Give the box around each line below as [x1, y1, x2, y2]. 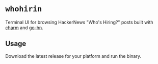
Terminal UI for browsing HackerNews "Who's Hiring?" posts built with [5, 19, 154, 25]
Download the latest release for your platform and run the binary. [5, 53, 142, 59]
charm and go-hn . [5, 25, 43, 31]
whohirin [5, 4, 42, 14]
